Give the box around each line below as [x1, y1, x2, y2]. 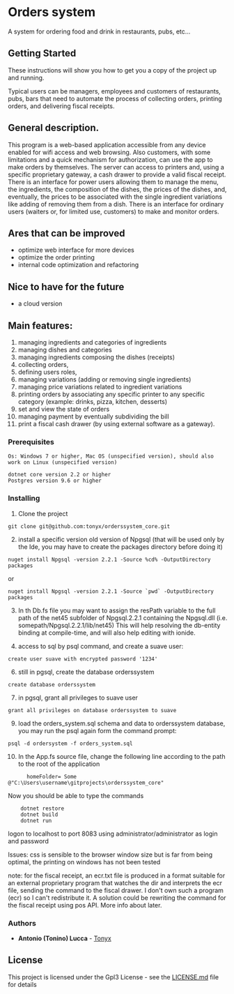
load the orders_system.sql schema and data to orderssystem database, [17, 719, 226, 728]
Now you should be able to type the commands [8, 791, 144, 799]
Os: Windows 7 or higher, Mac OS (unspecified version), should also [8, 453, 214, 460]
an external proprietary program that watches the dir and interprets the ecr [8, 878, 222, 887]
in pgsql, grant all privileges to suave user [17, 693, 139, 702]
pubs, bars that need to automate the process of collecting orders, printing [8, 94, 222, 103]
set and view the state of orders [17, 405, 110, 413]
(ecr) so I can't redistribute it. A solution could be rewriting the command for [8, 894, 226, 902]
